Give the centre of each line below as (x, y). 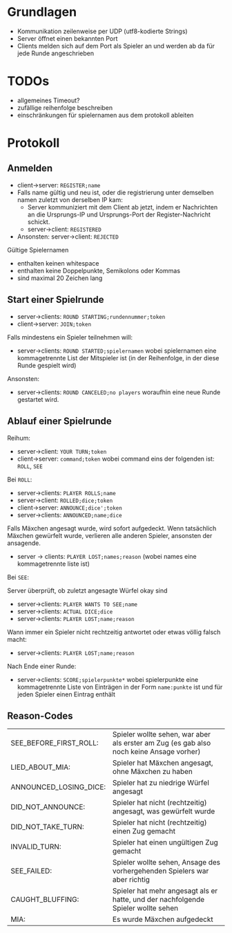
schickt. (39, 221)
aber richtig (132, 880)
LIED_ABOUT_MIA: (41, 767)
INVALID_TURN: (36, 847)
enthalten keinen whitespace (58, 263)
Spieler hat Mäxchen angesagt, (163, 763)
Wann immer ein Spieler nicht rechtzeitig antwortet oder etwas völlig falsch (114, 632)
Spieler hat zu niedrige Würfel (161, 783)
